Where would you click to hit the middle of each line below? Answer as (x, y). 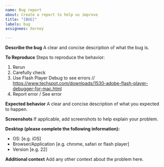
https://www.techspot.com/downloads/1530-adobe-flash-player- (80, 83)
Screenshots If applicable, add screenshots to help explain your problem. (82, 119)
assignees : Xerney (24, 29)
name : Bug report (23, 10)
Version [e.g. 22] (30, 149)
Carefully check (29, 73)
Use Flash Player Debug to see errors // (53, 78)
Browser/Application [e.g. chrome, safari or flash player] (71, 144)
